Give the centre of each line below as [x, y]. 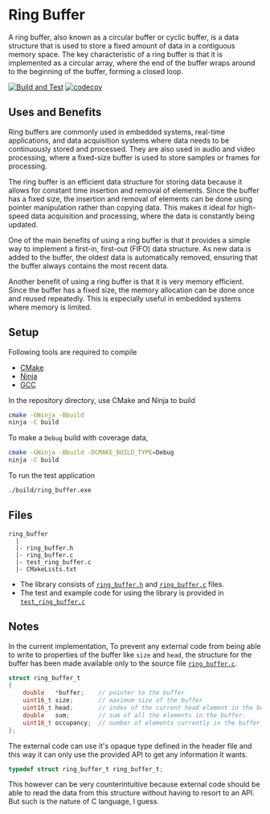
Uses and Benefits [55, 112]
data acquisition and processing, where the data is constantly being [143, 216]
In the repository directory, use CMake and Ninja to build [102, 400]
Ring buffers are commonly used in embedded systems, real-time [117, 131]
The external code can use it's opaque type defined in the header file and [130, 745]
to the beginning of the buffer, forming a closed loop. [96, 71]
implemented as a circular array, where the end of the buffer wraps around [132, 63]
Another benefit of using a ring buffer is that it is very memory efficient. [127, 281]
